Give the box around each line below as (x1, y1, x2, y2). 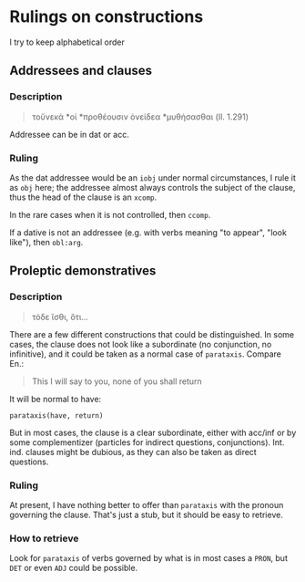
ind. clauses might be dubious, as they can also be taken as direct (9, 446, 257, 457)
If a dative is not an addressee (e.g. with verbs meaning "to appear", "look (9, 226, 287, 238)
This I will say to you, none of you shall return (31, 376, 202, 387)
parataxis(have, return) (9, 411, 104, 421)
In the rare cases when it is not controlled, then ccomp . (9, 209, 211, 220)
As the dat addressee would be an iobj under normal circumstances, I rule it (9, 171, 296, 183)
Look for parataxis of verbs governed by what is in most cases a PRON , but (9, 553, 289, 564)
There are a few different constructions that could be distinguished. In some (9, 328, 295, 339)
